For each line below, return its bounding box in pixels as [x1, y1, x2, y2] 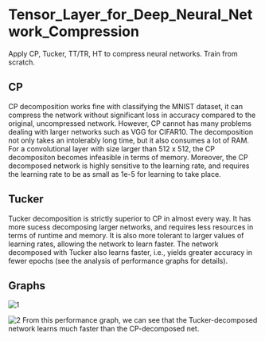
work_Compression [8, 22, 139, 41]
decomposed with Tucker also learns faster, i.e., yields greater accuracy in [8, 247, 253, 257]
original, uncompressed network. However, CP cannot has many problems [8, 118, 252, 128]
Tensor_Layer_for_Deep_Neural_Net [8, 6, 253, 24]
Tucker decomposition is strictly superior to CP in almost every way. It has [8, 214, 251, 223]
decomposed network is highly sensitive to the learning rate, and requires [8, 161, 250, 170]
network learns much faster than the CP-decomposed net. [8, 324, 200, 334]
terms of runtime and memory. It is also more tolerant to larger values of [8, 230, 244, 240]
